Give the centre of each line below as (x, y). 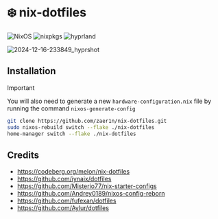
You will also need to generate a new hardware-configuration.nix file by (109, 101)
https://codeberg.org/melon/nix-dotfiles (73, 172)
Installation (32, 71)
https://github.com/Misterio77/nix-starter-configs (87, 186)
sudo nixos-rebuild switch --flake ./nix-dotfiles (81, 127)
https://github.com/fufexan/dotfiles (66, 201)
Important (21, 88)
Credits (23, 155)
